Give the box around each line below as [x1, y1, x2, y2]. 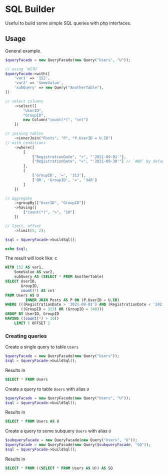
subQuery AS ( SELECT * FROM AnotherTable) [14, 274, 104, 279]
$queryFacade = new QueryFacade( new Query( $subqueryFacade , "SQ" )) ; [5, 442, 151, 447]
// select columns [5, 98, 43, 103]
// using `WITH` [5, 66, 39, 71]
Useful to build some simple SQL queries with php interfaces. [5, 20, 131, 26]
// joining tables [5, 131, 43, 136]
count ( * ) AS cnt [20, 288, 55, 293]
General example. [5, 47, 41, 53]
